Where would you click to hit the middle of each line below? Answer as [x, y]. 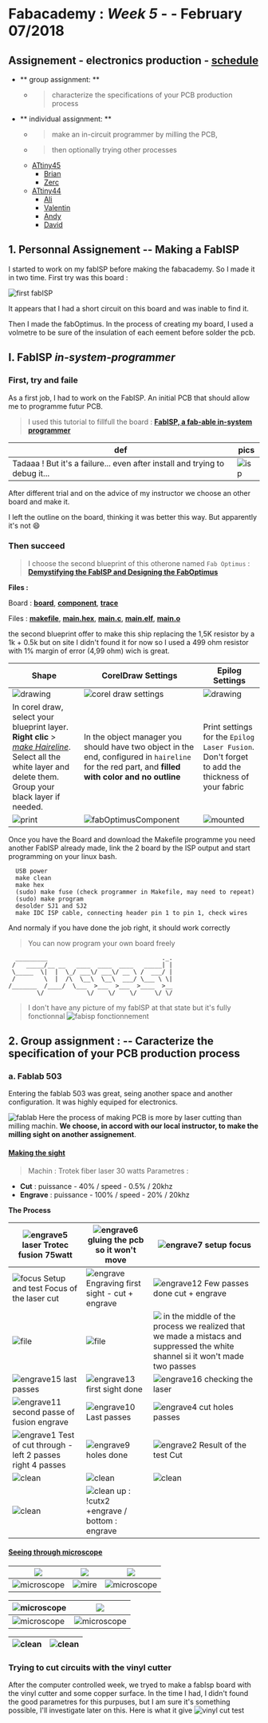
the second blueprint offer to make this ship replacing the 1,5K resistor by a [132, 634]
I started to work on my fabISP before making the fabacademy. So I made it [132, 269]
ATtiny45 [46, 165]
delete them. [36, 777]
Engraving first [114, 1283]
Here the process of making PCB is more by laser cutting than [140, 1118]
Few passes [227, 1283]
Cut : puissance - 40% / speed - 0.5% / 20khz [96, 1186]
